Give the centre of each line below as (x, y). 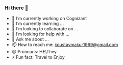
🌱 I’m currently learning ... (38, 23)
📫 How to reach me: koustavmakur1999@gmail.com (65, 45)
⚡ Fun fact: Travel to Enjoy (38, 57)
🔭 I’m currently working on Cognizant (49, 19)
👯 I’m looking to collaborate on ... (45, 29)
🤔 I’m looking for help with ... (40, 34)
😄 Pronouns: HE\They (34, 52)
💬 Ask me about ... (30, 39)
